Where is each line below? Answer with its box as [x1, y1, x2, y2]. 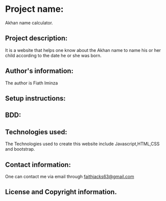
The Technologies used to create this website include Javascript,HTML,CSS [5, 141, 160, 147]
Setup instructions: [5, 94, 66, 102]
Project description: [5, 34, 68, 42]
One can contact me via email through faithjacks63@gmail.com [5, 173, 134, 179]
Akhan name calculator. [5, 20, 53, 26]
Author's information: [5, 67, 74, 75]
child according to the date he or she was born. [5, 52, 102, 58]
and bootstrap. [5, 146, 36, 152]
